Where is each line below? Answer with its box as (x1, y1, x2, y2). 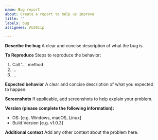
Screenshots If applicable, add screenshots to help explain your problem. (5, 96, 153, 102)
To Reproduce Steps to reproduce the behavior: (5, 52, 101, 58)
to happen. (5, 87, 27, 92)
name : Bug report (5, 7, 40, 12)
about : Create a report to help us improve (5, 12, 95, 17)
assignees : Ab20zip (5, 25, 45, 30)
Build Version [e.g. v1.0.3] (12, 120, 64, 126)
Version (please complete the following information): (5, 105, 114, 111)
